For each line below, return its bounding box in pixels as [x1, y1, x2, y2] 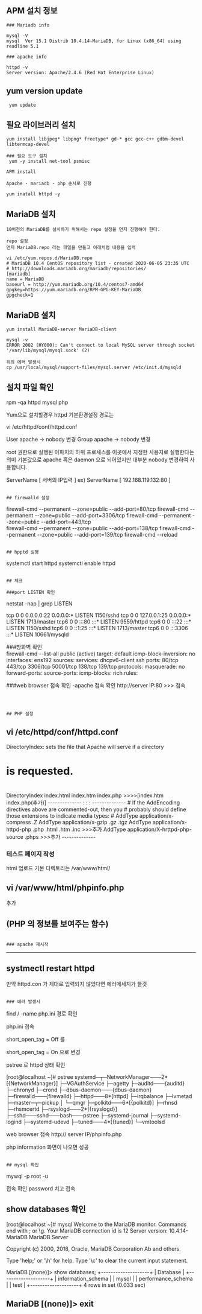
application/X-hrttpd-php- [127, 826, 192, 833]
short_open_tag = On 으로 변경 [6, 1048, 81, 1055]
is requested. [6, 764, 74, 778]
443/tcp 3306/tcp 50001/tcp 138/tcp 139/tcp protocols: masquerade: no [6, 663, 185, 670]
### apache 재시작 [6, 941, 49, 947]
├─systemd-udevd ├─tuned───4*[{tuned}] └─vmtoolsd [23, 1118, 165, 1125]
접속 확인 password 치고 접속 [6, 1184, 76, 1192]
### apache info [6, 54, 47, 60]
